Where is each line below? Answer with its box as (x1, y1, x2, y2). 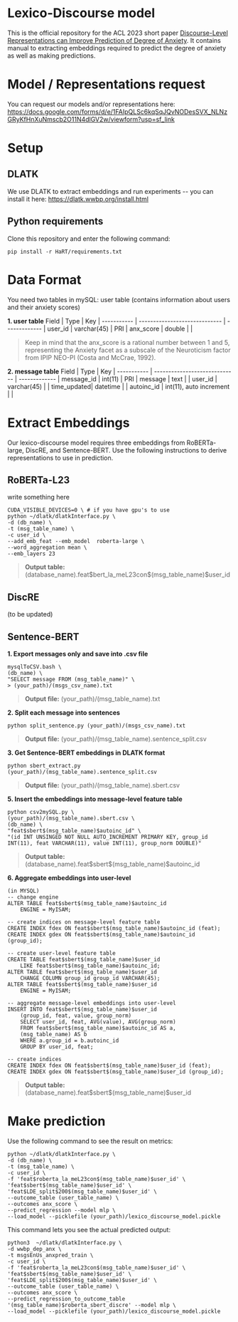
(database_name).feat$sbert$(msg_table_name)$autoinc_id (24, 860, 200, 868)
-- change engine (7, 894, 59, 901)
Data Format (7, 272, 82, 288)
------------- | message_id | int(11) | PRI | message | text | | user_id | (18, 374, 218, 383)
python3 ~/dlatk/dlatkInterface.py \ (7, 1239, 122, 1246)
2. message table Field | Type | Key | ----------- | (7, 367, 153, 376)
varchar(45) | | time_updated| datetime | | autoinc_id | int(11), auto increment (7, 382, 230, 391)
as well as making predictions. (7, 51, 96, 60)
